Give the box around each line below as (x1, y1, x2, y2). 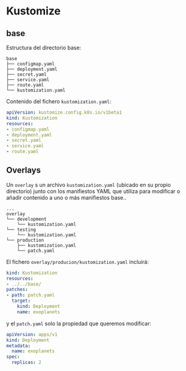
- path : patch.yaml (6, 292, 55, 298)
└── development (6, 216, 47, 222)
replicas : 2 (11, 360, 42, 366)
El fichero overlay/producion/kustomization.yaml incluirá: (6, 258, 149, 265)
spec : (6, 354, 20, 360)
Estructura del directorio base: (6, 44, 82, 51)
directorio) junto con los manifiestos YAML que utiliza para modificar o (6, 188, 181, 195)
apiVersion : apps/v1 (6, 331, 58, 337)
